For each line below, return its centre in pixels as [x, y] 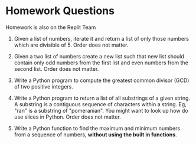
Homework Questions [60, 11]
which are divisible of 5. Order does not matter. [71, 45]
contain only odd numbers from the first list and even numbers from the [101, 63]
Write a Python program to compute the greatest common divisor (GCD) [102, 80]
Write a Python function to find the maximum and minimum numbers [97, 128]
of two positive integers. [43, 86]
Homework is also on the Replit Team [51, 27]
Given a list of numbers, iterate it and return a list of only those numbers [102, 38]
